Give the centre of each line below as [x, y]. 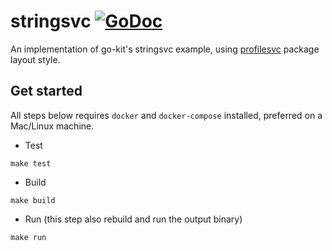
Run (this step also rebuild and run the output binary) [133, 219]
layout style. [35, 59]
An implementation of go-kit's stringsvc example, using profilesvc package [165, 49]
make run [28, 237]
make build [33, 200]
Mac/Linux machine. [52, 126]
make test [31, 163]
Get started [46, 91]
